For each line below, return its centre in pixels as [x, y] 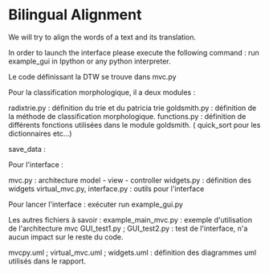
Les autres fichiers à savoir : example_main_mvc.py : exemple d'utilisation [130, 219]
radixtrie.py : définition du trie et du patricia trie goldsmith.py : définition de [132, 108]
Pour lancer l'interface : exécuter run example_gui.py [96, 204]
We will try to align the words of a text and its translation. [102, 37]
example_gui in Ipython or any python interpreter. [90, 61]
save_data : [27, 149]
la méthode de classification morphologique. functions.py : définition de [127, 116]
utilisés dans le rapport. [47, 261]
